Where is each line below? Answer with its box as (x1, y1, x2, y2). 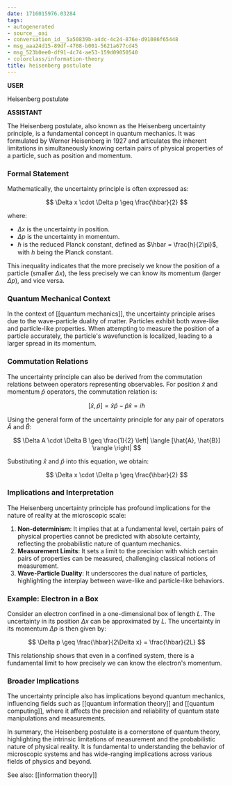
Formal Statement (7, 169, 69, 178)
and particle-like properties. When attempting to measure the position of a (7, 325, 220, 333)
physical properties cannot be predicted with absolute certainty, (17, 532, 201, 540)
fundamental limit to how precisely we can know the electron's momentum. (7, 659, 222, 668)
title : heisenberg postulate (7, 62, 92, 69)
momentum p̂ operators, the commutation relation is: (7, 387, 158, 396)
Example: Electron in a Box (7, 594, 99, 603)
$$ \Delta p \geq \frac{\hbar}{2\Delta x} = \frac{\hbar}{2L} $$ (28, 638, 206, 647)
